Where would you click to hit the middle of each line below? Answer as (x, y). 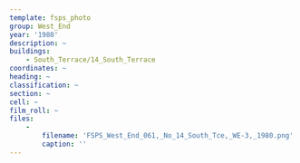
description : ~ (38, 43)
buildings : (30, 52)
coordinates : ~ (38, 69)
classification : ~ (44, 85)
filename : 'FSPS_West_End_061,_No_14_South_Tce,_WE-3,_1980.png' (168, 136)
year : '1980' (34, 34)
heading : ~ (30, 77)
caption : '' (65, 144)
